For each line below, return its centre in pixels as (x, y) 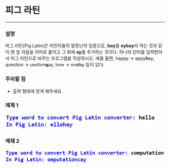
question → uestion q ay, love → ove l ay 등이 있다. (55, 65)
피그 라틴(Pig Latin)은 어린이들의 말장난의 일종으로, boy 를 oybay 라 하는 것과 (81, 46)
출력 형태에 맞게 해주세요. (38, 91)
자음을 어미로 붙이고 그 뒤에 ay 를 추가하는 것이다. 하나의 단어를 (83, 52)
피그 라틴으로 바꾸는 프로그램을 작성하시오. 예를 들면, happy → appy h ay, (82, 58)
